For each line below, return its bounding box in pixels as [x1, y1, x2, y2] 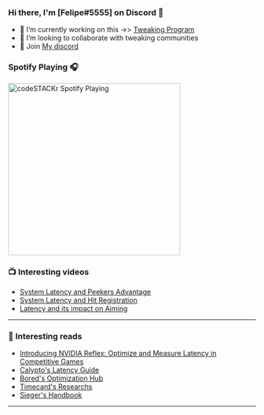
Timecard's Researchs [19, 382, 93, 391]
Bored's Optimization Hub [19, 373, 104, 384]
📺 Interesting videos [8, 266, 90, 277]
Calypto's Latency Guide [19, 365, 100, 375]
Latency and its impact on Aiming [19, 303, 128, 313]
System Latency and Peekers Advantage [19, 287, 152, 296]
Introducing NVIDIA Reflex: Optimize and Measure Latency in [19, 349, 217, 358]
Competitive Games [19, 357, 84, 366]
